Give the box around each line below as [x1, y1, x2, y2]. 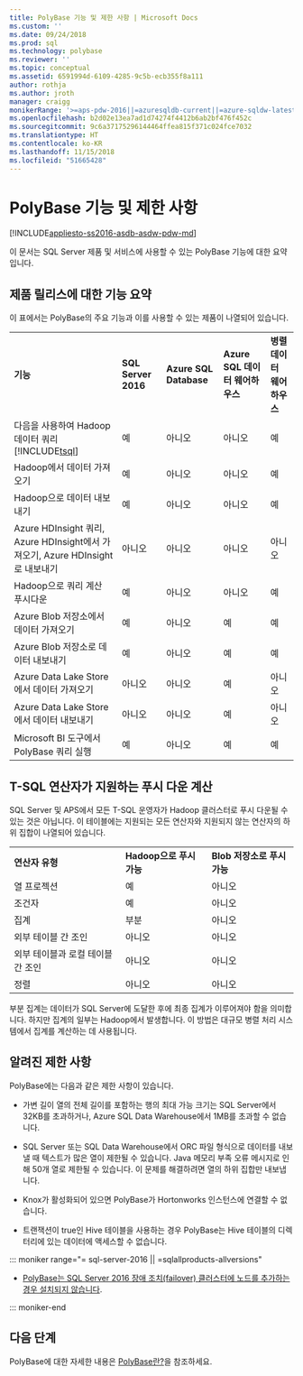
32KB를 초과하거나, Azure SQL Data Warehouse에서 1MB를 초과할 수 [22, 1111, 271, 1122]
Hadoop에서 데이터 [14, 461, 92, 474]
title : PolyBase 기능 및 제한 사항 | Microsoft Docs [9, 13, 198, 23]
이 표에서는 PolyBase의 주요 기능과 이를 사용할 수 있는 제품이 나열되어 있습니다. [9, 312, 289, 323]
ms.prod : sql [9, 38, 59, 48]
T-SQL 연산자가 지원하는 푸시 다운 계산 [9, 779, 214, 794]
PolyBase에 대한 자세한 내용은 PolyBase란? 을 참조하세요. [9, 1355, 213, 1367]
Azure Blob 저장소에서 [14, 610, 106, 623]
